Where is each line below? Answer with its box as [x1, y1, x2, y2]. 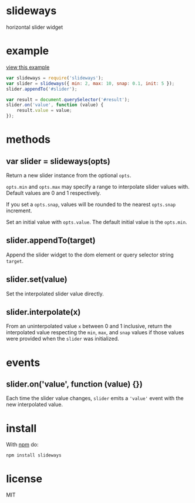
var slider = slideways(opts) [6, 156, 110, 166]
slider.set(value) [6, 275, 68, 285]
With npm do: [6, 441, 39, 448]
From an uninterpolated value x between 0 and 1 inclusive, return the [6, 322, 172, 330]
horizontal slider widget [6, 24, 63, 31]
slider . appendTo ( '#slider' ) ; [6, 86, 78, 92]
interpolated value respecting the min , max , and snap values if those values [6, 329, 184, 336]
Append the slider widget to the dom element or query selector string [6, 251, 174, 258]
